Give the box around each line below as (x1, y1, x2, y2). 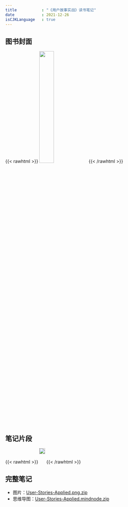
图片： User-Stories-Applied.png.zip (12, 489, 88, 495)
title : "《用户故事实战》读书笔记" (5, 7, 97, 13)
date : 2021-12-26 (5, 12, 70, 17)
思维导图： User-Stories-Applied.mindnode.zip (12, 495, 110, 502)
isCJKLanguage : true (5, 17, 56, 22)
